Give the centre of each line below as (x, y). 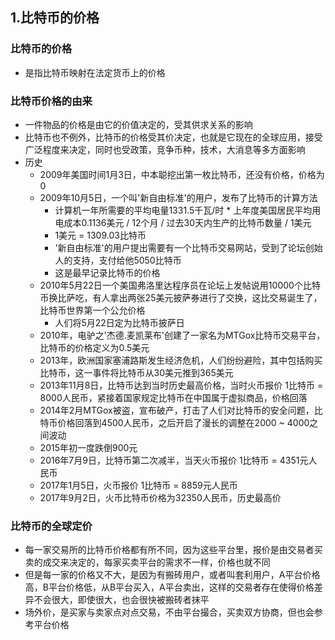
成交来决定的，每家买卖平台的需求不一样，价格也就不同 (156, 562)
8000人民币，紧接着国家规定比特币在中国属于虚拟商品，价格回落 (173, 397)
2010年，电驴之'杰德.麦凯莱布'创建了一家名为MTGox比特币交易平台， (182, 335)
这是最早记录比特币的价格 (107, 272)
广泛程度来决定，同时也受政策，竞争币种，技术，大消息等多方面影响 (165, 149)
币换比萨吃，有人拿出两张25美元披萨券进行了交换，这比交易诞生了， (181, 297)
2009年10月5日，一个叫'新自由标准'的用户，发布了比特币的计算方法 (178, 197)
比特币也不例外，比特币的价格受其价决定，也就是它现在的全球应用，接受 (173, 137)
